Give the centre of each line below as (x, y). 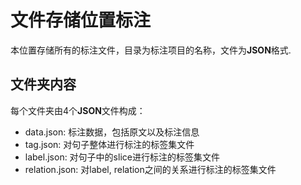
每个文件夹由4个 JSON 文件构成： (78, 110)
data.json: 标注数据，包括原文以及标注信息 (112, 132)
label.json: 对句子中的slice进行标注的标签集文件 (122, 157)
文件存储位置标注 (81, 20)
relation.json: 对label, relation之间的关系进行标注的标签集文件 (150, 169)
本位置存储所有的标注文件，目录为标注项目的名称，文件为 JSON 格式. (151, 50)
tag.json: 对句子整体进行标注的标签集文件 (109, 144)
